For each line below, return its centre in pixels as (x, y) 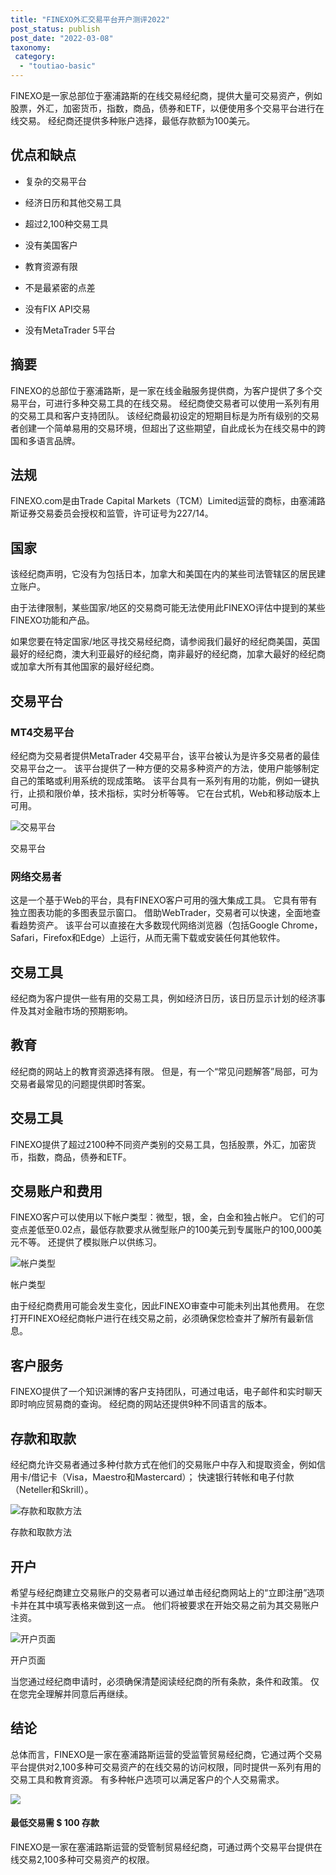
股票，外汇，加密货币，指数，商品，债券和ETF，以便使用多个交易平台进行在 (167, 108)
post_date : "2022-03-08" (62, 38)
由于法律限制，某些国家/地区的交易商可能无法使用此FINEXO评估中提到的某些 (168, 608)
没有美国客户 (51, 245)
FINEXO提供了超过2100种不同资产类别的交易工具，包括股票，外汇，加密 (159, 1144)
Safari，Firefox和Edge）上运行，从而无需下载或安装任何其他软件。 (148, 938)
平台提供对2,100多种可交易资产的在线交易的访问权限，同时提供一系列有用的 (166, 1767)
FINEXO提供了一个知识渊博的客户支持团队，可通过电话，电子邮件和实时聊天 (166, 1392)
